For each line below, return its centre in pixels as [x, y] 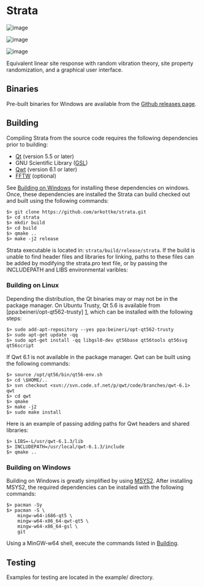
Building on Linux [33, 286]
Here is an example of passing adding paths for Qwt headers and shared [98, 423]
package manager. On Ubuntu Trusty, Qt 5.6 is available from [83, 305]
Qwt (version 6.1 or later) [46, 169]
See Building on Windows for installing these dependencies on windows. [98, 187]
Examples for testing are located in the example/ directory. [80, 577]
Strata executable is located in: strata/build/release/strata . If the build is [101, 250]
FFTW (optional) [36, 176]
